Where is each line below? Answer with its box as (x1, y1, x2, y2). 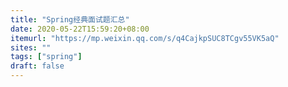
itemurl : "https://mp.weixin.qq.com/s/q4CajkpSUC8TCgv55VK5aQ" (10, 33, 280, 43)
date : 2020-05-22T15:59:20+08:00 (10, 24, 150, 34)
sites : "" (10, 42, 52, 53)
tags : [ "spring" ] (10, 52, 83, 62)
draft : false (10, 61, 65, 71)
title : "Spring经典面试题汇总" (10, 14, 130, 25)
